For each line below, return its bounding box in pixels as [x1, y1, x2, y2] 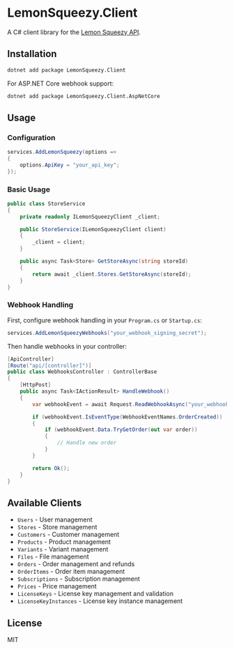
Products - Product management [17, 538, 111, 546]
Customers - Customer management [17, 531, 120, 539]
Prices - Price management [17, 582, 97, 591]
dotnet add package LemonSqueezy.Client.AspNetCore [7, 93, 160, 100]
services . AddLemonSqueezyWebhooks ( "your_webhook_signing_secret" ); [7, 329, 208, 336]
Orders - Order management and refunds [17, 560, 135, 568]
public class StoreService [7, 200, 86, 207]
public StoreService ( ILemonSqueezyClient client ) [19, 226, 167, 233]
